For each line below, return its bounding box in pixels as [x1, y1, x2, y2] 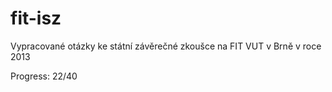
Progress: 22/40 [10, 70, 78, 82]
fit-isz [10, 7, 62, 30]
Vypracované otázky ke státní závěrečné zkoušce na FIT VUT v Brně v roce [10, 40, 322, 52]
